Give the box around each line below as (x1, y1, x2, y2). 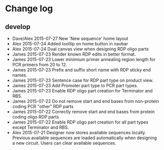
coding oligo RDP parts (12, 114, 59, 120)
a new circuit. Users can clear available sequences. (12, 140, 116, 146)
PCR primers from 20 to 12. (12, 62, 67, 67)
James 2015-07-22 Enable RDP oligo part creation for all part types (12, 119, 149, 125)
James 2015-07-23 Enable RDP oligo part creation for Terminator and (12, 88, 153, 93)
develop (5, 23, 30, 31)
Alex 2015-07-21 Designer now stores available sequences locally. (12, 130, 146, 135)
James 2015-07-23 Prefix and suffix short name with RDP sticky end (12, 67, 151, 73)
